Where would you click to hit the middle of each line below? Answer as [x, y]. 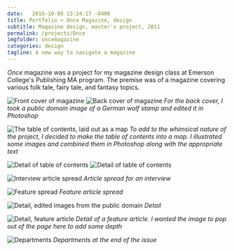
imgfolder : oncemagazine [43, 40]
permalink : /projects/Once [46, 33]
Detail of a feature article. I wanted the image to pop [151, 219]
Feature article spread [91, 192]
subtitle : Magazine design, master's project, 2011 [84, 26]
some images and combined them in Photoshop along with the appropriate [115, 144]
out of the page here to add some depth [65, 226]
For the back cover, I [193, 100]
